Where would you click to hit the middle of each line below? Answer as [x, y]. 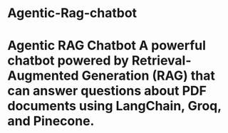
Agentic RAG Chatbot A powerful [107, 46]
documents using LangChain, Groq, [115, 106]
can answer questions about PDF [107, 91]
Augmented [43, 76]
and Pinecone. [51, 121]
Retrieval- [161, 61]
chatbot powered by [68, 61]
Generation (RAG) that [148, 76]
